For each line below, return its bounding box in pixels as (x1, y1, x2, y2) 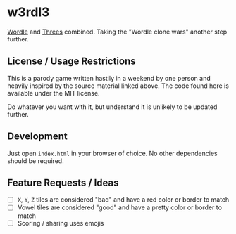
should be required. (7, 156, 65, 165)
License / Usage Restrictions (7, 56, 136, 67)
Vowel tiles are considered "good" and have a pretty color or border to (17, 203, 222, 212)
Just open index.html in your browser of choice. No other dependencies (7, 149, 218, 157)
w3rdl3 (7, 4, 50, 20)
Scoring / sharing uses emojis (17, 219, 104, 227)
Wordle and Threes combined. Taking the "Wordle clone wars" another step (7, 27, 228, 36)
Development (7, 131, 68, 143)
